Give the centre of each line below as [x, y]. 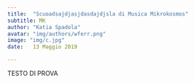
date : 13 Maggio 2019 [43, 47]
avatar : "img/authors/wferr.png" [57, 34]
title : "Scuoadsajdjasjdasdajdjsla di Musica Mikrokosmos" [98, 14]
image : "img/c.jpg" [36, 40]
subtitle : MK [27, 21]
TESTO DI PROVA [33, 73]
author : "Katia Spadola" [44, 27]
